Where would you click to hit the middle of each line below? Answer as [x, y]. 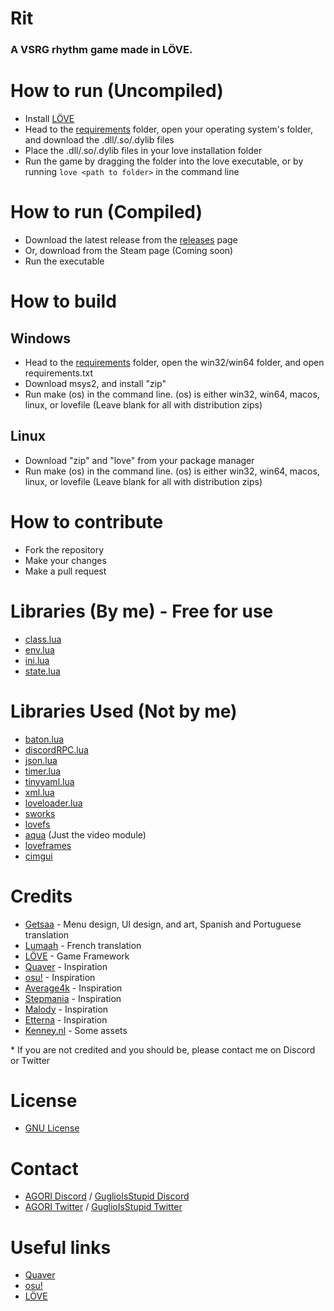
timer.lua [43, 771]
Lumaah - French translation [83, 945]
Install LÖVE [49, 119]
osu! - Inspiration [60, 977]
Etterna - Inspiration [66, 1019]
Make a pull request [65, 571]
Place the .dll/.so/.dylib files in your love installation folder [143, 151]
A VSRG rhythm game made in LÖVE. [101, 50]
